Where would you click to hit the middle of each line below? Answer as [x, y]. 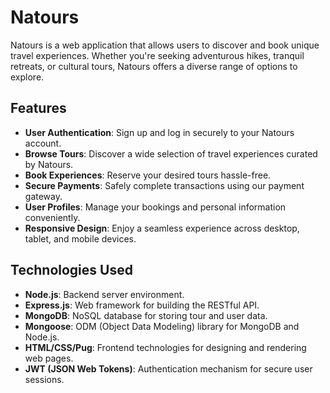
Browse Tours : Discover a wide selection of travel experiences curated [171, 153]
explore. [27, 77]
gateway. [43, 196]
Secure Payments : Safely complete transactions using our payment [164, 185]
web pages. [49, 358]
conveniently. [52, 217]
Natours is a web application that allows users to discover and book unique [165, 45]
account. [43, 143]
